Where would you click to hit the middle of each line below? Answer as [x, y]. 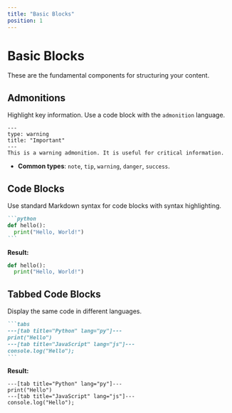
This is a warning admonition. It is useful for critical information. [116, 153]
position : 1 [25, 21]
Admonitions [37, 98]
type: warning [28, 135]
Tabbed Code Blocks [54, 294]
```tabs [19, 325]
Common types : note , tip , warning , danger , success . [94, 166]
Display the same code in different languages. [75, 311]
